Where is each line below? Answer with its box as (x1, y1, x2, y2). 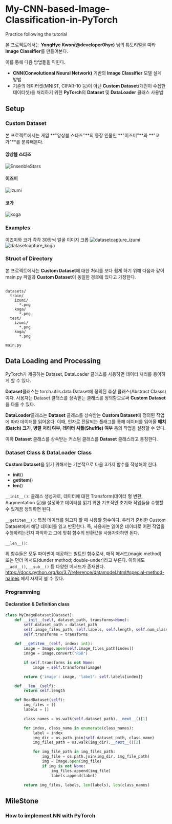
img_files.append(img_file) (51, 768, 111, 774)
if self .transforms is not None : (24, 660, 95, 665)
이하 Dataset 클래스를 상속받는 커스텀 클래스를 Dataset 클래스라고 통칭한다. (5, 435, 158, 442)
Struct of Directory (5, 255, 53, 262)
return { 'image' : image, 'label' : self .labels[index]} (24, 674, 143, 679)
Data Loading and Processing (5, 357, 101, 365)
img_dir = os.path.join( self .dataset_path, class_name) (32, 735, 155, 740)
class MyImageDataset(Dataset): (5, 613, 74, 618)
